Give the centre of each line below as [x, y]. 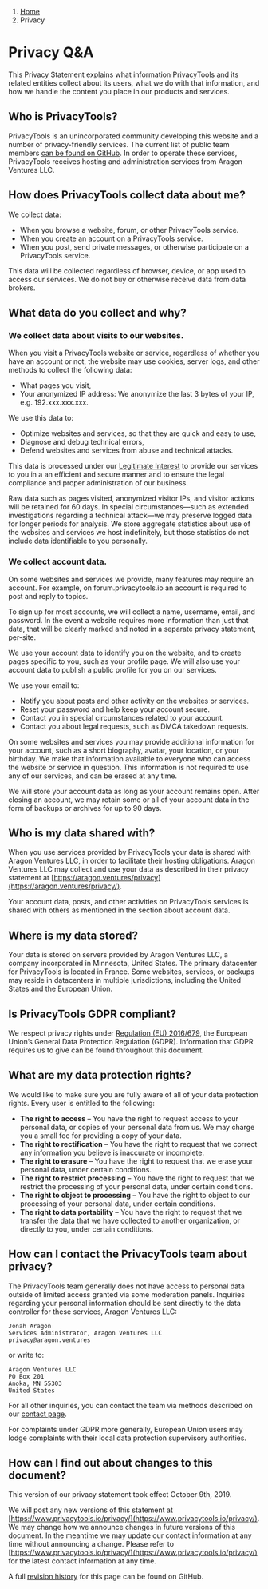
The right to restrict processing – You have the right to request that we [137, 1178]
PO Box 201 [26, 1376]
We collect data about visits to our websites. [96, 335]
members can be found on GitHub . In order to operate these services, [123, 153]
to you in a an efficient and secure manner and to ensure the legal [116, 474]
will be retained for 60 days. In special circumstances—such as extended [128, 507]
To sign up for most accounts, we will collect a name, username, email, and [132, 612]
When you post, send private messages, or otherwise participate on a [134, 246]
